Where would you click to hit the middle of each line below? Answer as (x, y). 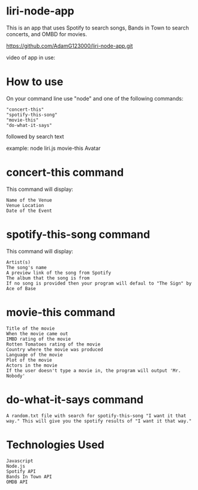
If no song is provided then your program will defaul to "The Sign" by (99, 283)
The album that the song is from (48, 278)
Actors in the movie (32, 365)
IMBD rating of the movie (38, 339)
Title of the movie (31, 328)
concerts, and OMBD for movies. (46, 34)
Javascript (20, 461)
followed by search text (35, 136)
